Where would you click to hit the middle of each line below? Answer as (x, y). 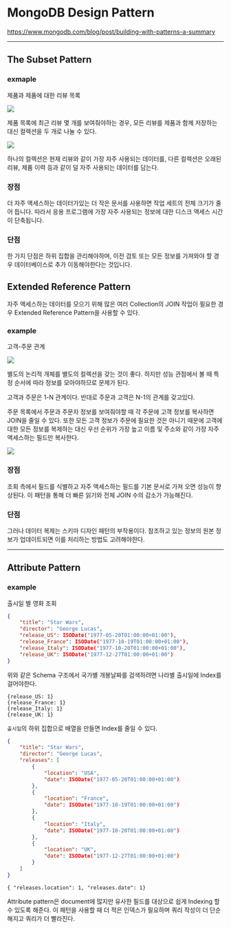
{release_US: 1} (30, 696)
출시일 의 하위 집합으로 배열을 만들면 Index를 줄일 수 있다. (82, 728)
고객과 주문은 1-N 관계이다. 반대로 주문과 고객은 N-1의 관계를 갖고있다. (101, 397)
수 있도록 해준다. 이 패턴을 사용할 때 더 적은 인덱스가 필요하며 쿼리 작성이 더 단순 (114, 910)
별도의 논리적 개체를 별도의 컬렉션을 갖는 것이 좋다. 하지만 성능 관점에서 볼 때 (110, 374)
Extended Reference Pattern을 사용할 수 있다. (77, 313)
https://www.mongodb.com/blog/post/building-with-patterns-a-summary (111, 32)
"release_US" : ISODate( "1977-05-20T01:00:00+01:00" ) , (98, 636)
